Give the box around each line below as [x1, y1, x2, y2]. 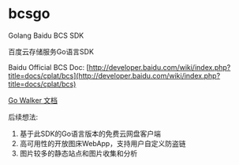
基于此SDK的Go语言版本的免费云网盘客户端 [19, 129, 162, 138]
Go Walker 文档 [8, 95, 58, 104]
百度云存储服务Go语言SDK [8, 46, 95, 56]
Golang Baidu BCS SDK [8, 31, 84, 40]
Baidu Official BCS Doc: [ [8, 62, 89, 71]
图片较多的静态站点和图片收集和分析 [19, 148, 138, 158]
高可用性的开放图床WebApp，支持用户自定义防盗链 [19, 138, 186, 148]
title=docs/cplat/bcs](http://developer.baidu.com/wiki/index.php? [8, 71, 221, 80]
